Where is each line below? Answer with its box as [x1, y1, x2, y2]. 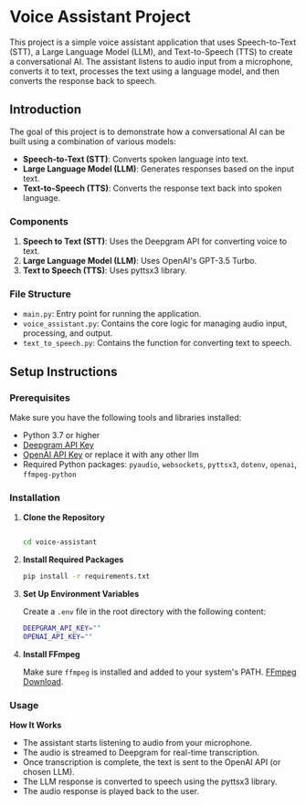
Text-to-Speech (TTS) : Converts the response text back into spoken [22, 183, 282, 194]
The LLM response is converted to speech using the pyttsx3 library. [22, 776, 278, 787]
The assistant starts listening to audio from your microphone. [22, 738, 253, 748]
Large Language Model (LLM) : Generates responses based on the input [22, 162, 295, 174]
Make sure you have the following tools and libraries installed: [9, 413, 242, 424]
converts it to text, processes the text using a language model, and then [9, 66, 280, 77]
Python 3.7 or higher [22, 430, 100, 441]
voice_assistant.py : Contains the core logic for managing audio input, [22, 318, 288, 330]
